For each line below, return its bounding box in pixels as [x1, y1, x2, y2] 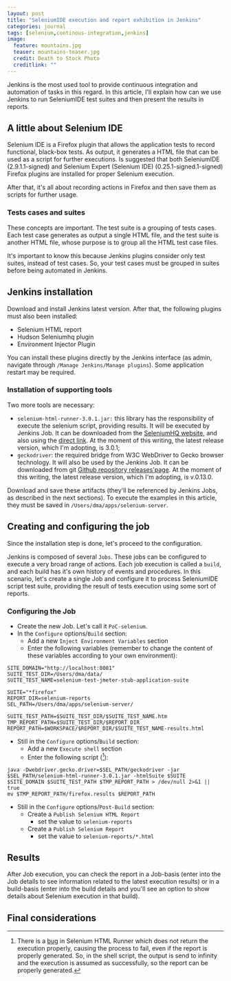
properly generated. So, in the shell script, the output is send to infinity [16, 951, 218, 960]
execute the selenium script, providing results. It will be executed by [16, 422, 210, 430]
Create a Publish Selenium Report [27, 824, 125, 833]
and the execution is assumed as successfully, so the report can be [16, 959, 208, 967]
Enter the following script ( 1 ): [27, 751, 109, 761]
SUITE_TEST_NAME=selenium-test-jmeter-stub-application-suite [7, 677, 189, 684]
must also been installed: [7, 312, 78, 320]
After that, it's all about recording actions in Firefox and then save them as [7, 184, 217, 192]
